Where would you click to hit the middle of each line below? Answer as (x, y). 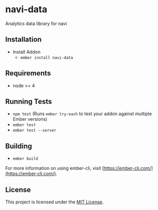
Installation (23, 40)
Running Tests (29, 101)
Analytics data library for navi (36, 23)
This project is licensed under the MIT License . (55, 202)
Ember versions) (30, 119)
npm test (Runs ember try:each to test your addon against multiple (82, 114)
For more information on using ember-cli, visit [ (55, 168)
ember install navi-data (47, 58)
